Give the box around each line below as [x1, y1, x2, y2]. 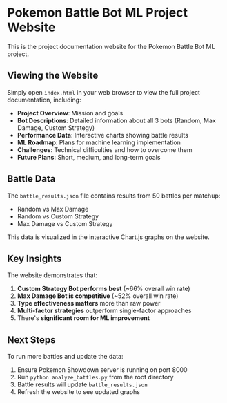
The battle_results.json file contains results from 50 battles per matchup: [7, 191, 221, 200]
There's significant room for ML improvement [17, 314, 150, 322]
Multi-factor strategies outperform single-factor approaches [17, 306, 192, 315]
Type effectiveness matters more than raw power [17, 299, 161, 308]
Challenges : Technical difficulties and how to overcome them [17, 145, 193, 153]
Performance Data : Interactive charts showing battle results [17, 131, 188, 139]
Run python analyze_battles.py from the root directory [17, 373, 174, 382]
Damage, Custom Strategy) [17, 123, 95, 132]
